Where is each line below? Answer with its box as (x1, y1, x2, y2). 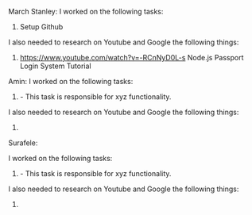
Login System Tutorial (19, 61, 91, 71)
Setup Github (19, 22, 64, 31)
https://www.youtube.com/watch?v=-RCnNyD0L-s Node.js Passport (19, 53, 244, 62)
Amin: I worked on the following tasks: (8, 77, 134, 86)
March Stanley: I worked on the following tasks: (8, 7, 164, 16)
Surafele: (8, 138, 38, 148)
